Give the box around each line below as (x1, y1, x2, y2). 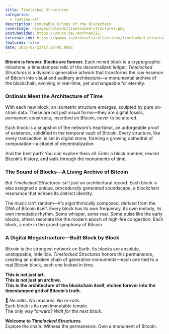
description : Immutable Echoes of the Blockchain (5, 21, 112, 27)
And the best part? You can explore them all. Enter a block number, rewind (5, 150, 159, 156)
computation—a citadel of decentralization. (5, 141, 95, 147)
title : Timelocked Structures (5, 7, 69, 13)
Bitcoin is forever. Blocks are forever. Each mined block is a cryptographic (5, 58, 161, 64)
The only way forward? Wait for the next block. (5, 308, 103, 314)
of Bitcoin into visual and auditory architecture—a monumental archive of (5, 75, 157, 81)
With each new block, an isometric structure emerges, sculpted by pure (5, 104, 154, 110)
